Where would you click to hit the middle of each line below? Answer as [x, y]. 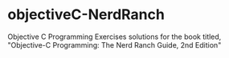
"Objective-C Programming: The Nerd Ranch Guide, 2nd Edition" [115, 44]
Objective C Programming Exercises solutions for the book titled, [115, 37]
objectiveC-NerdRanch [86, 15]
